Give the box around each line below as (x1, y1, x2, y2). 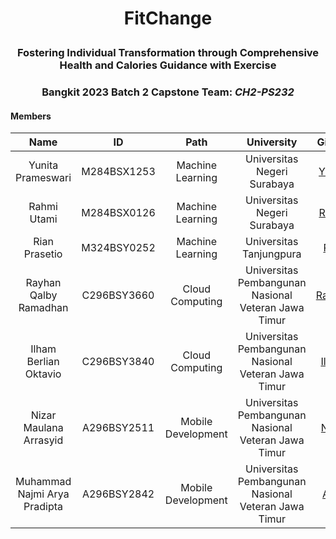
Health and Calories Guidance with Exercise (59, 58, 277, 72)
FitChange (123, 7, 213, 30)
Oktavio (24, 367, 62, 381)
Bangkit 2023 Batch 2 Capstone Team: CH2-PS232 (41, 85, 295, 99)
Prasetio (23, 247, 63, 261)
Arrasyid (23, 433, 64, 447)
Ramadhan (18, 301, 69, 315)
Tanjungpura (242, 247, 302, 261)
